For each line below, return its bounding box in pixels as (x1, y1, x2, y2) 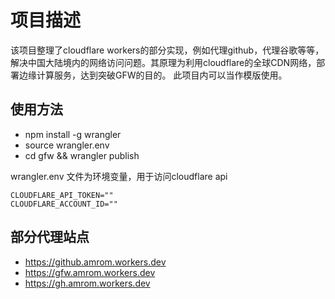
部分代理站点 (10, 229, 90, 246)
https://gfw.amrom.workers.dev (24, 266, 156, 278)
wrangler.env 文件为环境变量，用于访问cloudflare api (10, 170, 228, 182)
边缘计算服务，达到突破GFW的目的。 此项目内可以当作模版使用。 (18, 69, 288, 81)
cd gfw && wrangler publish (24, 149, 140, 161)
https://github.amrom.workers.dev (24, 256, 167, 268)
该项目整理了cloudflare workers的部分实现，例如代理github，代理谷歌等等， (10, 44, 325, 56)
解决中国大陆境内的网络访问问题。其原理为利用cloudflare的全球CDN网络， (10, 56, 317, 68)
